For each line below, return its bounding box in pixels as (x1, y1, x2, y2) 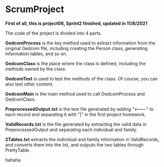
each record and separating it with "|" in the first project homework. (5, 111, 146, 117)
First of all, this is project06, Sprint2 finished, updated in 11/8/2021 (5, 20, 148, 26)
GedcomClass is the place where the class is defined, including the (5, 60, 146, 66)
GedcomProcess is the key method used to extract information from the (5, 39, 155, 46)
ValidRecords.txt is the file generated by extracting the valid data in (5, 121, 147, 127)
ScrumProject (5, 4, 65, 15)
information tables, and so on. (5, 51, 68, 57)
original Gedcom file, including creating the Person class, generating (5, 45, 148, 51)
